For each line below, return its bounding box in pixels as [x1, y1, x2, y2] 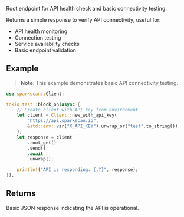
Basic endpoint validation [14, 47, 77, 54]
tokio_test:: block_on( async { [6, 101, 81, 107]
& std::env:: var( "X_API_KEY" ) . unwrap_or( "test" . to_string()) [27, 123, 178, 129]
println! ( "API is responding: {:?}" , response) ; [17, 167, 139, 173]
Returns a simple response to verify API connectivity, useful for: [6, 17, 161, 23]
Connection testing [14, 34, 61, 41]
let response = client [17, 134, 73, 140]
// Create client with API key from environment [17, 107, 139, 113]
